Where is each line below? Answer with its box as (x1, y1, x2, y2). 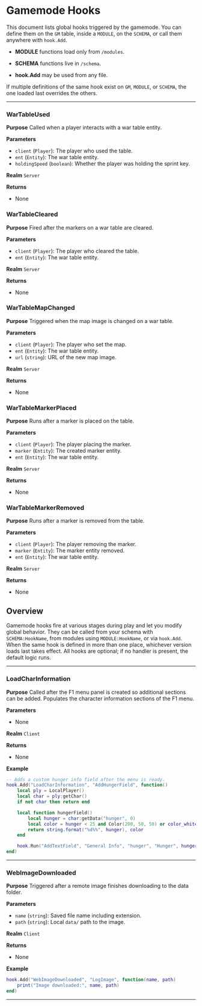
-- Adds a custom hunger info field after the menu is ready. (6, 776, 165, 782)
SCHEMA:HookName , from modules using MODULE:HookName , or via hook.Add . (6, 635, 182, 642)
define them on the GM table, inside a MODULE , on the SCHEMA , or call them (6, 30, 182, 37)
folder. (6, 888, 22, 896)
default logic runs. (6, 654, 51, 661)
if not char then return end (17, 799, 90, 805)
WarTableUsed (6, 110, 50, 118)
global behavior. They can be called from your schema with (6, 628, 153, 636)
